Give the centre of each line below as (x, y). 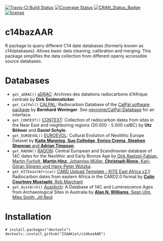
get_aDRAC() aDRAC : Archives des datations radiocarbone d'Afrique (80, 94)
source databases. (24, 61)
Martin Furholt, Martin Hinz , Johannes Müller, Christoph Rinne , (76, 161)
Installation (28, 217)
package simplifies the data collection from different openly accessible (76, 56)
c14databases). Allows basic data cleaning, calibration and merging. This (78, 50)
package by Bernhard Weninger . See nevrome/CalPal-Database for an (83, 110)
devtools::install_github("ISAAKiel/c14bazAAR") (55, 234)
